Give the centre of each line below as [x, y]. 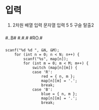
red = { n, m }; [58, 76]
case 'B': [42, 89]
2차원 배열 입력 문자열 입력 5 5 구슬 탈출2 [53, 25]
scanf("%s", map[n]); [46, 59]
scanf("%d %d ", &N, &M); [32, 50]
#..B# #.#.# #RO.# [24, 38]
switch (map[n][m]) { [55, 67]
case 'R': [42, 72]
